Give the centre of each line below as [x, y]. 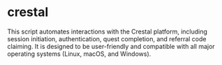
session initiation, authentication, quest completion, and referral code [107, 38]
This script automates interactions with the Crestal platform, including [108, 31]
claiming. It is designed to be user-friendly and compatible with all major [111, 46]
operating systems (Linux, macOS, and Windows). [79, 54]
